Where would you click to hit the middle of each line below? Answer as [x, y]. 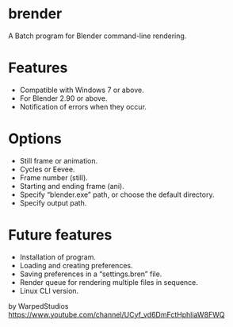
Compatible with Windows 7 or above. [82, 90]
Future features [60, 235]
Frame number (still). [54, 177]
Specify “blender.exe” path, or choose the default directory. [117, 194]
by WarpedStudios [38, 306]
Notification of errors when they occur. [83, 106]
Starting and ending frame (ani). [72, 186]
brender [35, 14]
